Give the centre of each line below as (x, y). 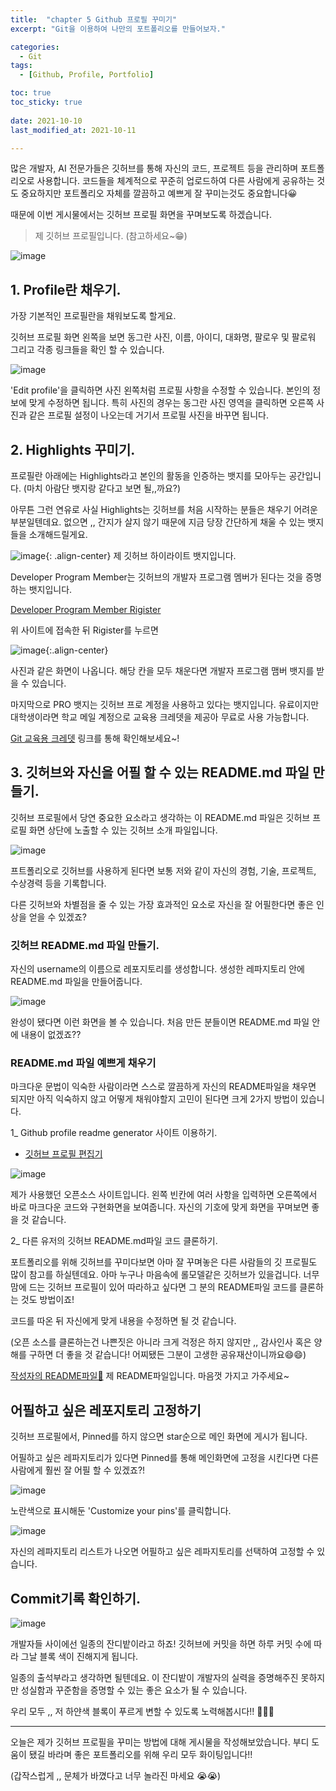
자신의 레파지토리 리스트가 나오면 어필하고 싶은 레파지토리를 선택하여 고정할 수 (162, 1552)
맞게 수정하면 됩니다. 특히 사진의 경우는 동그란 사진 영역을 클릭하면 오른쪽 (171, 403)
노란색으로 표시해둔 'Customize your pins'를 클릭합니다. (121, 1511)
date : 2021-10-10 (46, 121)
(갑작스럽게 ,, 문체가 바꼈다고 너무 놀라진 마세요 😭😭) (116, 1776)
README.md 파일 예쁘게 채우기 (83, 1063)
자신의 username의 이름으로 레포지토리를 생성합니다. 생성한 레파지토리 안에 (157, 969)
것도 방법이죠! (47, 1300)
